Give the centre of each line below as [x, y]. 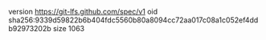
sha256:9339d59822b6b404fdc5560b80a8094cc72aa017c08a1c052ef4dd [133, 20]
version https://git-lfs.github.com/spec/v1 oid [83, 12]
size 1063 [69, 28]
